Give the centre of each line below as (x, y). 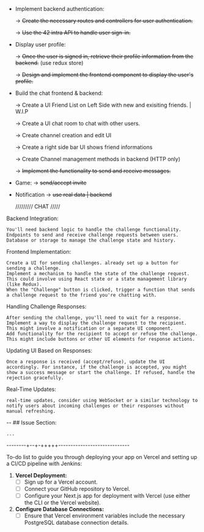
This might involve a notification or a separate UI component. (90, 329)
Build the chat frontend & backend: (59, 93)
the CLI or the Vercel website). (62, 503)
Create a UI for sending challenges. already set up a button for (93, 263)
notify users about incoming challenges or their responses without (95, 406)
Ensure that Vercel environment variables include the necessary (104, 516)
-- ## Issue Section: (31, 423)
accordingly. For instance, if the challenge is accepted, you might (97, 367)
